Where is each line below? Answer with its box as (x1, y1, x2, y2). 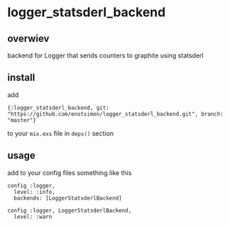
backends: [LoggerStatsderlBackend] (13, 194, 122, 202)
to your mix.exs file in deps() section (7, 129, 114, 137)
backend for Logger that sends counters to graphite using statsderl (7, 51, 204, 60)
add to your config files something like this (7, 168, 132, 177)
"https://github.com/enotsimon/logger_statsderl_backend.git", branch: (7, 111, 224, 118)
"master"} (7, 116, 37, 124)
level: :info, (13, 188, 55, 196)
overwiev (7, 33, 50, 45)
